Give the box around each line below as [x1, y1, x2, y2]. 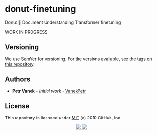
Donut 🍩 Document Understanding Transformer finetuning [5, 19, 121, 25]
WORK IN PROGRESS [5, 29, 47, 34]
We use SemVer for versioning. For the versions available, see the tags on [5, 56, 152, 62]
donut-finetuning [5, 3, 76, 15]
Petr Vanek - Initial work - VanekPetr [12, 88, 86, 94]
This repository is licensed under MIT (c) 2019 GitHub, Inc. [5, 115, 122, 121]
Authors [5, 75, 31, 84]
